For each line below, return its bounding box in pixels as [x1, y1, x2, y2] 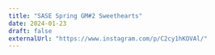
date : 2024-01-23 [8, 19, 67, 27]
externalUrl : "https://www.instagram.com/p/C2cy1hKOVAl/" [8, 34, 208, 43]
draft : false [8, 27, 53, 35]
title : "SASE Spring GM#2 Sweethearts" [8, 11, 143, 20]
